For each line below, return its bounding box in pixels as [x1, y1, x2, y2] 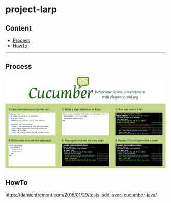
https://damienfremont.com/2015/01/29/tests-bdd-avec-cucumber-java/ [5, 192, 157, 198]
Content [5, 24, 32, 33]
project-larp [5, 4, 58, 15]
